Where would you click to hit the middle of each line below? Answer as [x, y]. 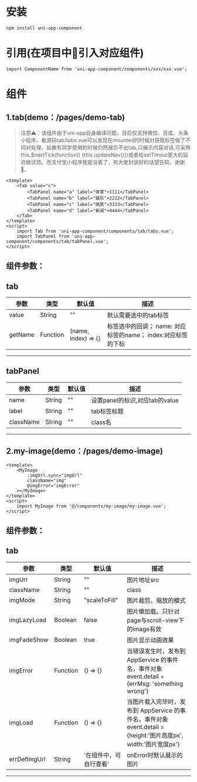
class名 [101, 422]
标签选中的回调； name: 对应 [147, 326]
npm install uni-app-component [44, 28]
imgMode [22, 600]
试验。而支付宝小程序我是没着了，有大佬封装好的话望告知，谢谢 [108, 162]
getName [22, 335]
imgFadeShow [29, 639]
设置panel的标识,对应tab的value [135, 400]
